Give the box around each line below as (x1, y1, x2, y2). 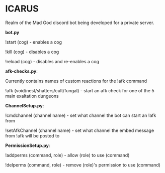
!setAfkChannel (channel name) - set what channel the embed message (5, 127, 154, 133)
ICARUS (5, 3, 39, 15)
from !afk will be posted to (5, 132, 60, 138)
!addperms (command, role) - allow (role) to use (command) (5, 152, 130, 158)
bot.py (5, 29, 20, 35)
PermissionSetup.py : (5, 142, 50, 148)
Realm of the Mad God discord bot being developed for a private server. (5, 20, 154, 26)
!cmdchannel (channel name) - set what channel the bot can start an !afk (5, 112, 156, 118)
